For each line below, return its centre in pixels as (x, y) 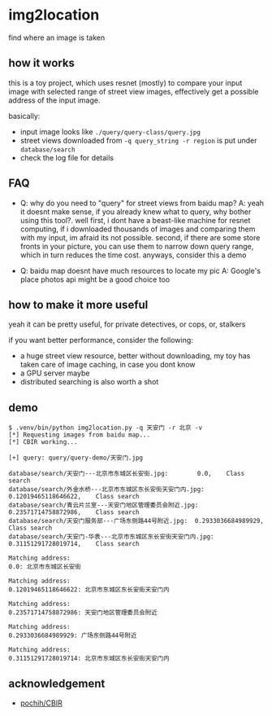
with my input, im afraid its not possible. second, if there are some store (140, 237)
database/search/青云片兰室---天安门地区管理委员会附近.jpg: (104, 505)
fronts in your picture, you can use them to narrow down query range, (137, 246)
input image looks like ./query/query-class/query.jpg (110, 131)
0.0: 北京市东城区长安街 (45, 567)
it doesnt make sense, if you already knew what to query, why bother (136, 211)
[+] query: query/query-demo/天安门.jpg (76, 458)
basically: (24, 116)
